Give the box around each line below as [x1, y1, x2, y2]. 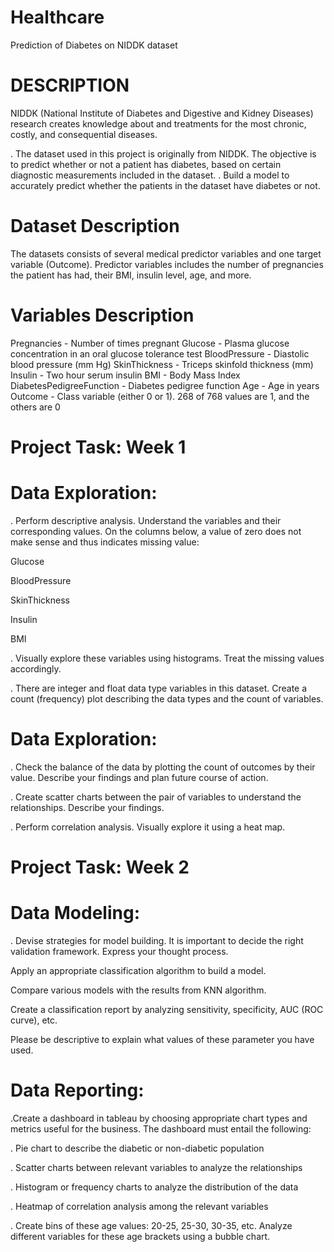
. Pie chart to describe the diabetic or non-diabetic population [10, 1142, 265, 1154]
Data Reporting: [10, 1079, 145, 1102]
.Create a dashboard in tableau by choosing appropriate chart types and [10, 1112, 308, 1124]
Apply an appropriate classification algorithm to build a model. [10, 964, 267, 976]
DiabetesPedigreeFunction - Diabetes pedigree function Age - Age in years [10, 379, 320, 391]
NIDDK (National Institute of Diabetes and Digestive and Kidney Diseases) [10, 107, 314, 119]
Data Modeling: [10, 902, 140, 925]
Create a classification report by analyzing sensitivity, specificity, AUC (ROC [10, 1003, 324, 1015]
